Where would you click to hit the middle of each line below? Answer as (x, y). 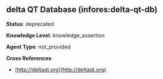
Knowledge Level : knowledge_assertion (56, 35)
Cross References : (30, 58)
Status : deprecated (30, 24)
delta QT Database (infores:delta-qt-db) (82, 10)
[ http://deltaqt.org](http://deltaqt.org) (60, 70)
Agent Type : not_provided (38, 47)
